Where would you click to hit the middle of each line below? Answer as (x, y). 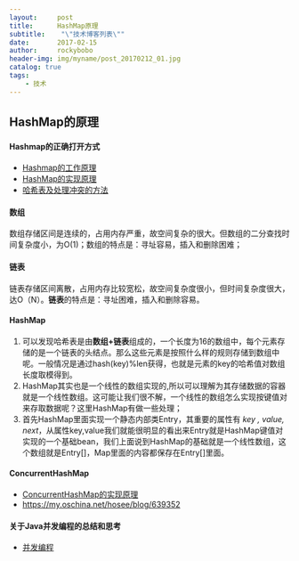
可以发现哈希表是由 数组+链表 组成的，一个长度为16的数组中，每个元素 (149, 341)
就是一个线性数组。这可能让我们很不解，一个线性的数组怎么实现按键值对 (154, 396)
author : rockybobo (51, 51)
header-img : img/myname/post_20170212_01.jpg (95, 59)
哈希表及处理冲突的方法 (65, 190)
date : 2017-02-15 (53, 42)
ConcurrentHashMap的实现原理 (80, 494)
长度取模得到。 (49, 374)
